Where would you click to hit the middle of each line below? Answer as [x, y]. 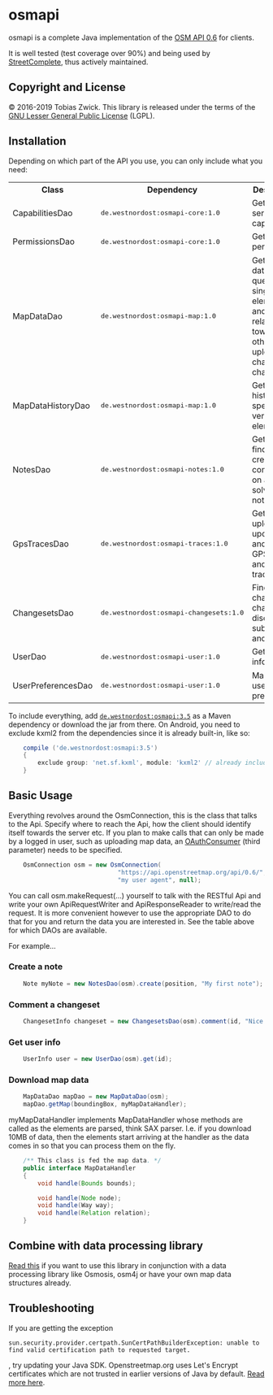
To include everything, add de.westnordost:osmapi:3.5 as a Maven [120, 715]
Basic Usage [41, 795]
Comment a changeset [54, 1004]
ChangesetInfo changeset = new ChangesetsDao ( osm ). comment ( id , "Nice [143, 1021]
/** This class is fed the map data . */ [92, 1161]
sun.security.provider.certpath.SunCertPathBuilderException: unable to [134, 1343]
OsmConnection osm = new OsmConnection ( [92, 865]
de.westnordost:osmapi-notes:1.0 [162, 469]
